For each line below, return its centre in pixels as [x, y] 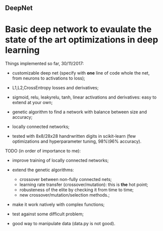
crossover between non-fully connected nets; [66, 180]
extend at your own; [32, 103]
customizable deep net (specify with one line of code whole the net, [81, 73]
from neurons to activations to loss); [49, 78]
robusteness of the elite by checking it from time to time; [76, 190]
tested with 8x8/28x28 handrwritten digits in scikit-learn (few [74, 136]
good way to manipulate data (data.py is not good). [64, 224]
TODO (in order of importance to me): [43, 151]
